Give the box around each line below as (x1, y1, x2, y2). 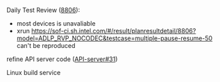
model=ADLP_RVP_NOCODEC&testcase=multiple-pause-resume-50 (16, 34, 213, 42)
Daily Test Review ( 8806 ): (6, 6, 81, 14)
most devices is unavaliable (16, 19, 96, 27)
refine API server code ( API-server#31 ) (6, 55, 118, 63)
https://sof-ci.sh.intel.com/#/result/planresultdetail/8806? (31, 27, 196, 35)
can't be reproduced (16, 42, 76, 49)
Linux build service (6, 69, 61, 76)
